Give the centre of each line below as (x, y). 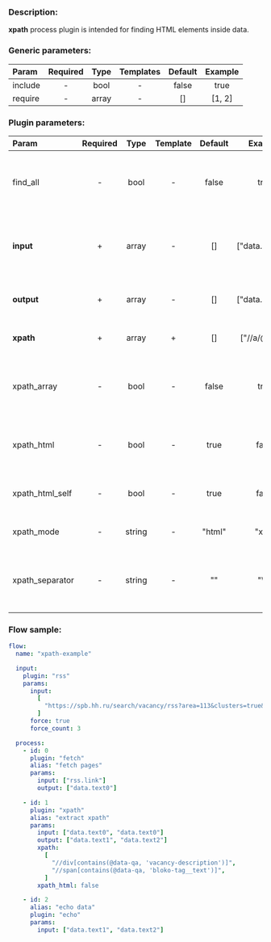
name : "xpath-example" (54, 654)
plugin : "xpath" (57, 810)
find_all (26, 182)
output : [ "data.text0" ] (77, 789)
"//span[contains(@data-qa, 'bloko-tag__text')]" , (138, 870)
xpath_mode (36, 532)
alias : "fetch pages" (66, 766)
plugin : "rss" (46, 676)
